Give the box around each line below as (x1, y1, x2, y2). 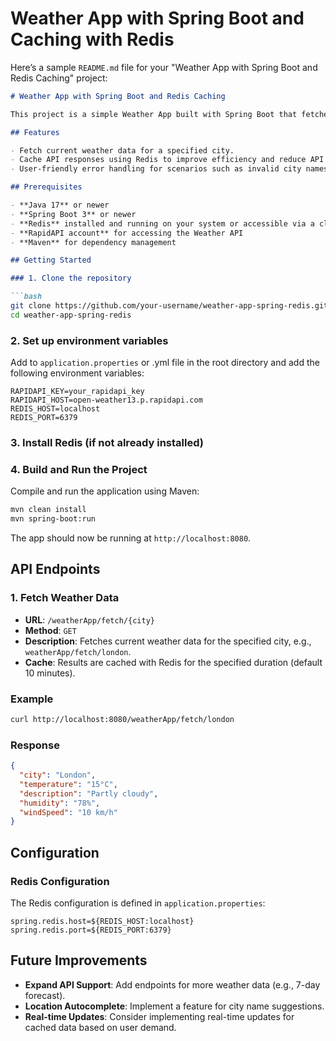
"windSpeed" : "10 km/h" (19, 807, 118, 817)
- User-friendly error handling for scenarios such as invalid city (10, 164, 302, 174)
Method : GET (24, 624, 77, 636)
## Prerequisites (10, 182, 83, 192)
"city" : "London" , (19, 770, 97, 781)
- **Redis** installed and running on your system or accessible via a (10, 218, 315, 229)
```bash (10, 292, 43, 302)
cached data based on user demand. (24, 1021, 177, 1033)
